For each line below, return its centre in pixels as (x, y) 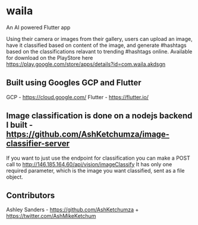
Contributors (31, 195)
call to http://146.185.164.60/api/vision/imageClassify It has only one (89, 164)
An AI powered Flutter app (38, 27)
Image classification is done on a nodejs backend (99, 116)
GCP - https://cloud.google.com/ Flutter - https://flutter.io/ (77, 97)
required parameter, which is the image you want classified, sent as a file (95, 170)
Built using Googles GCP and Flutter (74, 83)
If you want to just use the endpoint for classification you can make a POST (98, 158)
